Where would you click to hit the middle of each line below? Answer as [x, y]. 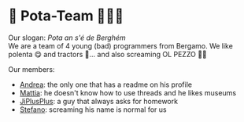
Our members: [31, 69]
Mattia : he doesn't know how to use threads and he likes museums [128, 92]
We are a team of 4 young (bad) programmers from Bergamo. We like [121, 45]
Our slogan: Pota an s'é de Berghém [67, 38]
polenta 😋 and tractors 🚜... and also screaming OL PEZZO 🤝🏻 [107, 54]
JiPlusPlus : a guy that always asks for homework [99, 101]
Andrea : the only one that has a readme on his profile [106, 84]
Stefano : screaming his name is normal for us [93, 109]
